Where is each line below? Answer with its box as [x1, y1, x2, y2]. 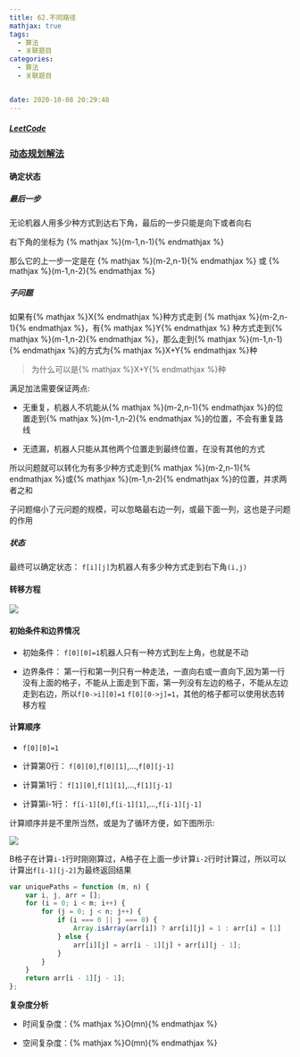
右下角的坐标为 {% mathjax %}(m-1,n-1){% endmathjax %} [9, 236, 225, 247]
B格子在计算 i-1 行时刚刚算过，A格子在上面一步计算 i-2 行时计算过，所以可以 [9, 853, 287, 864]
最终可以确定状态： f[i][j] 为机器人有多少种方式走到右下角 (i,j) [9, 561, 247, 573]
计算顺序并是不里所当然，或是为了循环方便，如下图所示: [9, 817, 216, 828]
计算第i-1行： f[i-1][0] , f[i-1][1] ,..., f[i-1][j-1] [21, 798, 203, 809]
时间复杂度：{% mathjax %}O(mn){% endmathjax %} [21, 1019, 218, 1029]
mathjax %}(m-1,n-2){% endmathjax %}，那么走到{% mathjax [9, 334, 237, 345]
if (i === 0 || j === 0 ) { [56, 916, 158, 925]
